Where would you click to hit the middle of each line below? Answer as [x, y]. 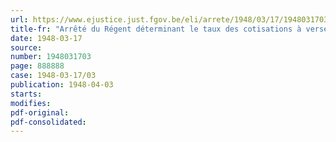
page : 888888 [37, 66]
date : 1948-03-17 [46, 38]
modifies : [31, 103]
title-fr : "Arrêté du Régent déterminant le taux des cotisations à [156, 29]
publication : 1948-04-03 [62, 85]
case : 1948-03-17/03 [53, 76]
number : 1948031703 [51, 57]
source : [26, 47]
